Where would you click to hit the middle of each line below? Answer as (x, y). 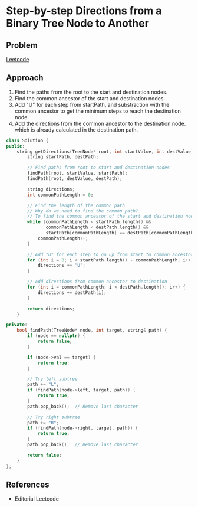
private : (17, 325)
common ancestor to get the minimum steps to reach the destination (98, 111)
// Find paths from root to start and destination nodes (98, 168)
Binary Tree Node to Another (77, 23)
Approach (25, 78)
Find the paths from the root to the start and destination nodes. (91, 92)
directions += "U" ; (61, 266)
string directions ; (51, 189)
